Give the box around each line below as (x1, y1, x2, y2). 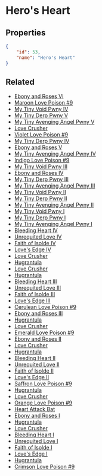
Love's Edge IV (14, 246, 52, 253)
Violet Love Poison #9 (14, 131, 69, 138)
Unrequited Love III (14, 284, 61, 291)
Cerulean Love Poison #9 (14, 304, 77, 311)
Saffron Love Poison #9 (14, 380, 73, 388)
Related (5, 76, 35, 87)
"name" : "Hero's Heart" (16, 55, 76, 61)
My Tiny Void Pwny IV (14, 106, 69, 113)
